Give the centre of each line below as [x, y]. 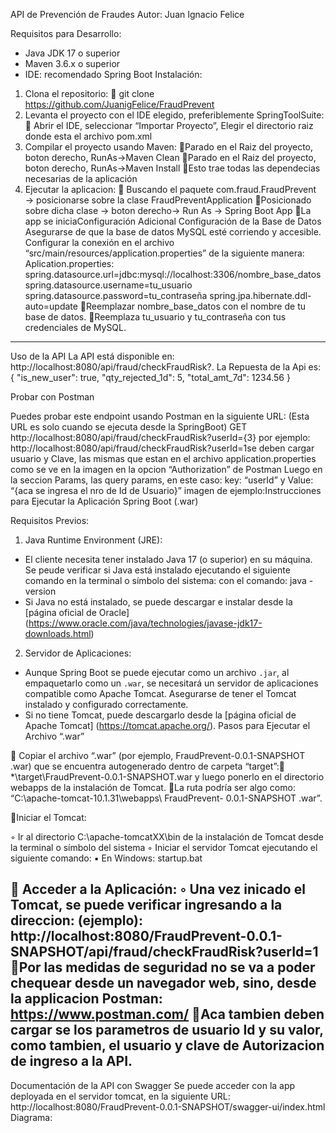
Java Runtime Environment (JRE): [93, 540]
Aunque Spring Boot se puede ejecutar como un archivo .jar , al [157, 672]
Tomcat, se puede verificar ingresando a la [146, 905]
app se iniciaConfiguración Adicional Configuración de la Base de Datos [173, 221]
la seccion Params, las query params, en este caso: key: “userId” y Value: [162, 480]
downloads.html [58, 633]
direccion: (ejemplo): [76, 920]
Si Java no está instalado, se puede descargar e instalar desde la [158, 602]
